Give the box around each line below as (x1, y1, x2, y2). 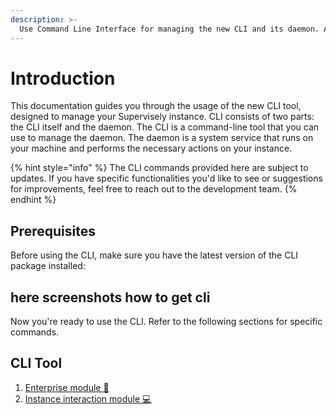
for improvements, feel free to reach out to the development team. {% (10, 183, 298, 195)
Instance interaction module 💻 (24, 392, 152, 405)
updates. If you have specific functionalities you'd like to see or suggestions (10, 172, 323, 185)
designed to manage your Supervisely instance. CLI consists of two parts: (10, 111, 315, 123)
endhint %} (10, 194, 57, 206)
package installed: (10, 260, 86, 272)
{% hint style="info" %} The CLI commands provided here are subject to (10, 162, 309, 174)
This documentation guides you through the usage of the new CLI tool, (10, 100, 302, 112)
